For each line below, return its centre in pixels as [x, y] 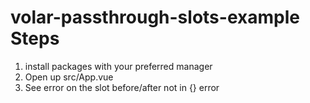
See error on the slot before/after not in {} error [122, 87]
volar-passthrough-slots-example [155, 17]
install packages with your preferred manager [118, 66]
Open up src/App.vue [69, 77]
